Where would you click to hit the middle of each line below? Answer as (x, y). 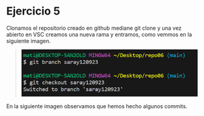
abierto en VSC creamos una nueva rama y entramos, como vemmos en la (99, 34)
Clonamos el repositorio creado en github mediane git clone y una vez (94, 28)
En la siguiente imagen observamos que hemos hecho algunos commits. (97, 106)
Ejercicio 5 (33, 11)
